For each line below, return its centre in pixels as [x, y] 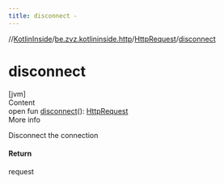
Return [20, 153]
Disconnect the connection [53, 135]
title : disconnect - [43, 16]
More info [25, 119]
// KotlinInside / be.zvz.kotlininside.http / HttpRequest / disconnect [112, 39]
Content [22, 102]
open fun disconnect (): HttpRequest [68, 111]
